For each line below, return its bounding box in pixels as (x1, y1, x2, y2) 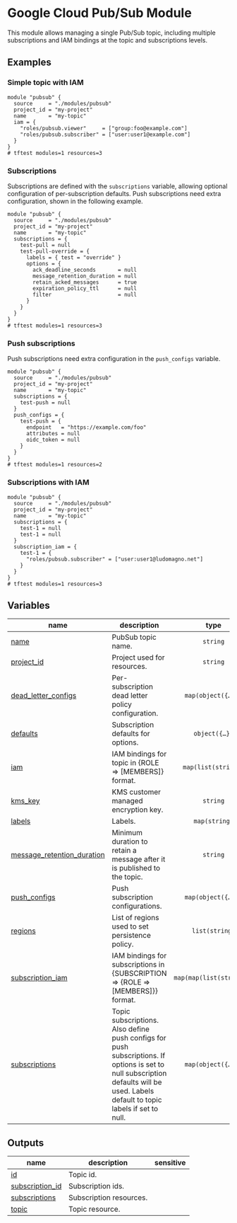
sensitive (154, 1158, 186, 1168)
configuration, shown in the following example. (7, 197, 143, 205)
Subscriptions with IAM (7, 478, 90, 488)
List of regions (111, 913, 159, 923)
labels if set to (111, 1104, 159, 1114)
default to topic (111, 1095, 162, 1105)
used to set (111, 921, 150, 931)
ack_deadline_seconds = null (32, 266, 138, 273)
